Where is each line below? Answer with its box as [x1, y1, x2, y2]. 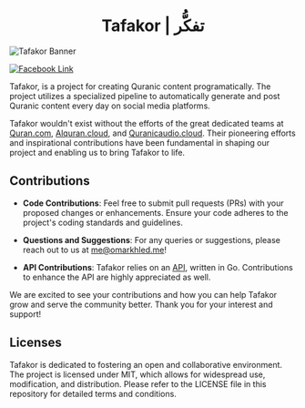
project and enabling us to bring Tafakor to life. [9, 147, 185, 158]
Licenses [9, 335, 62, 351]
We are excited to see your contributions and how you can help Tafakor [9, 289, 278, 300]
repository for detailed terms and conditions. [9, 388, 178, 399]
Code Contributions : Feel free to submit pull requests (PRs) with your [22, 198, 284, 209]
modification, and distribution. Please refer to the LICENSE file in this [9, 378, 267, 389]
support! [9, 308, 42, 320]
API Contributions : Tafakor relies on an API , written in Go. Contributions [22, 261, 293, 272]
